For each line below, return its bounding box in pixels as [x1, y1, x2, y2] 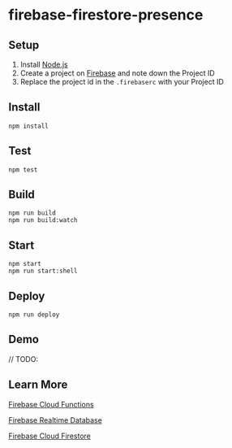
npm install [8, 122, 49, 130]
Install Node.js [19, 59, 68, 69]
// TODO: [8, 354, 39, 363]
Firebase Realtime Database [8, 415, 103, 424]
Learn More [8, 378, 68, 392]
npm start [8, 260, 42, 268]
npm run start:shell [8, 267, 79, 276]
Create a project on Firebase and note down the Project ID [19, 68, 215, 78]
